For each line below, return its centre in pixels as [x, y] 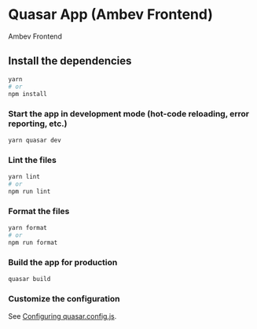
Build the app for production [63, 263]
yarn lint [24, 176]
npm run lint [29, 191]
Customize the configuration [64, 299]
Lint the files [32, 161]
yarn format [28, 227]
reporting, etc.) [38, 124]
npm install [28, 94]
